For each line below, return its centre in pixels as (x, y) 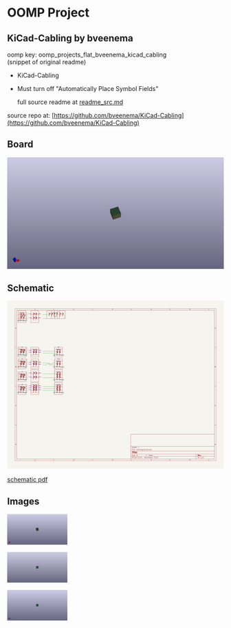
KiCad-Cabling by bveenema (70, 38)
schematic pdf (27, 480)
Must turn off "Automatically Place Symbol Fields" (88, 89)
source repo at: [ (31, 115)
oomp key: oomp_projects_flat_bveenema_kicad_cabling (87, 54)
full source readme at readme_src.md (70, 102)
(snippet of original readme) (47, 62)
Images (23, 501)
